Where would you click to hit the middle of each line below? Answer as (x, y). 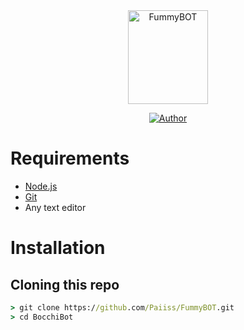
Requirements (70, 158)
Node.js (41, 186)
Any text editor (55, 207)
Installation (58, 248)
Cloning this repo (65, 284)
